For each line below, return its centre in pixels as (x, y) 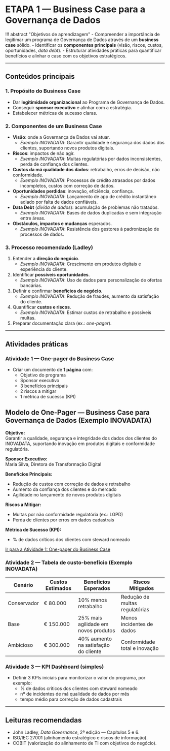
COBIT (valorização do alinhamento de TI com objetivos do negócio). (84, 743)
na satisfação (94, 645)
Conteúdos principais (40, 76)
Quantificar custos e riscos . (42, 307)
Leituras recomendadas (44, 720)
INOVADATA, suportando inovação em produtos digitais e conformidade (80, 444)
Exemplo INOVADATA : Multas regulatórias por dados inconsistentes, (91, 159)
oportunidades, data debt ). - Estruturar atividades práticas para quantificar (83, 50)
